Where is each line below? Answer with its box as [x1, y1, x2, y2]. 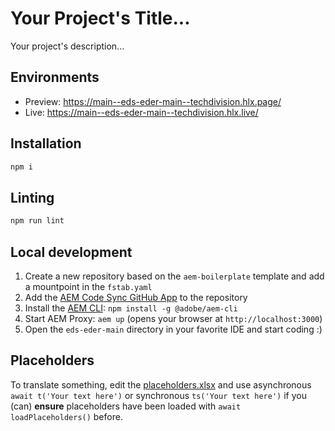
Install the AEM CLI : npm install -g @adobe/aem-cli [24, 302, 238, 314]
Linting [10, 189, 55, 206]
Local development [10, 243, 133, 261]
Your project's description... [10, 40, 125, 52]
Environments [10, 69, 100, 86]
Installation [10, 135, 82, 152]
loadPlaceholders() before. [10, 410, 123, 422]
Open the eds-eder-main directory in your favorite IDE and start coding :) [24, 323, 323, 335]
